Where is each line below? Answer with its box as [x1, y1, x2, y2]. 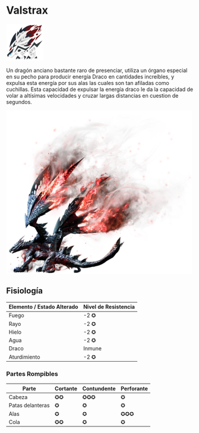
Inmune [83, 345, 102, 352]
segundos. [6, 98, 33, 105]
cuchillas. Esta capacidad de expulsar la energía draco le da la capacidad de [6, 86, 194, 93]
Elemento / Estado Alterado [8, 303, 78, 310]
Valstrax [6, 4, 49, 17]
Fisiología [6, 286, 43, 296]
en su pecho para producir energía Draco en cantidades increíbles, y [6, 73, 175, 80]
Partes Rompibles [6, 370, 58, 378]
